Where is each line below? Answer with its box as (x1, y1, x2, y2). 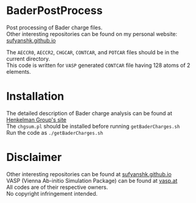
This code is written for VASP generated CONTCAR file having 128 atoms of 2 (6, 62, 191, 69)
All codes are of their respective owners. (6, 183, 108, 191)
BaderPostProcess (6, 4, 103, 18)
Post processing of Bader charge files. (6, 24, 103, 31)
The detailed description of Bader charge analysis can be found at (6, 109, 172, 116)
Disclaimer (6, 151, 62, 165)
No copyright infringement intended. (6, 190, 98, 197)
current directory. (6, 55, 51, 62)
